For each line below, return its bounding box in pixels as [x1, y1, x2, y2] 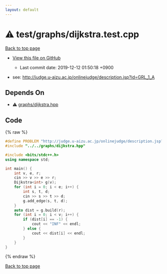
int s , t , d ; [23, 189, 50, 194]
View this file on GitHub [12, 55, 61, 61]
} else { [23, 226, 41, 231]
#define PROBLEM [5, 139, 39, 144]
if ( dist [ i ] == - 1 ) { [23, 217, 68, 222]
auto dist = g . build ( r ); [14, 207, 66, 213]
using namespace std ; [5, 157, 50, 162]
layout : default [5, 7, 39, 12]
